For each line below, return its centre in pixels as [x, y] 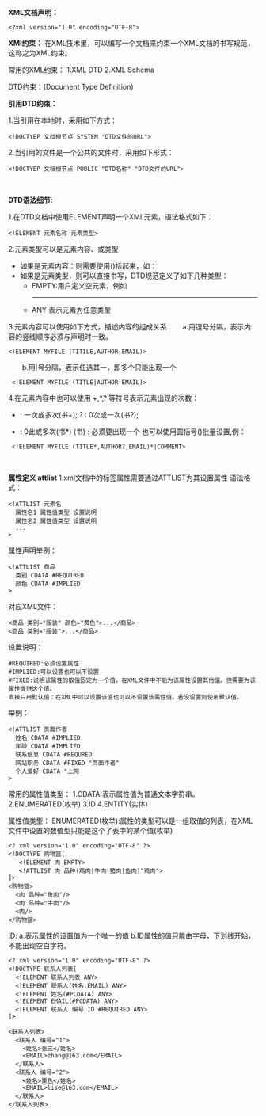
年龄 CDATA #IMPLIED [48, 746]
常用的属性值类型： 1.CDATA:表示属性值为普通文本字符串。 [104, 794]
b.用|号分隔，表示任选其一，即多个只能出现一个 [99, 367]
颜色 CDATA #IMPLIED [48, 584]
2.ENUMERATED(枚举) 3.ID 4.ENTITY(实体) [78, 804]
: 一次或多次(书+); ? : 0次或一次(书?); [79, 415]
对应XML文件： [33, 606]
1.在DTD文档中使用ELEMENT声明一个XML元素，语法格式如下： [111, 217]
